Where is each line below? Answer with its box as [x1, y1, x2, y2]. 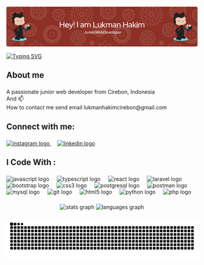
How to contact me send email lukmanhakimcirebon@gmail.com [6, 104, 167, 111]
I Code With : [6, 157, 56, 167]
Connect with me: [6, 121, 75, 132]
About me [6, 70, 44, 81]
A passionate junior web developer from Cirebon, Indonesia [6, 89, 155, 96]
